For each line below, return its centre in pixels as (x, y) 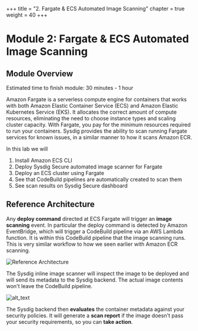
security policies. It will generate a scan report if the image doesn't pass (95, 316)
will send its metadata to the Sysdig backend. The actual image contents (95, 280)
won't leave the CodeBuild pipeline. (49, 286)
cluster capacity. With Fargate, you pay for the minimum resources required (98, 125)
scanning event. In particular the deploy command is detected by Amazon (97, 225)
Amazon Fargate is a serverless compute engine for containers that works (96, 99)
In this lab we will (27, 149)
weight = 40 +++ (27, 15)
